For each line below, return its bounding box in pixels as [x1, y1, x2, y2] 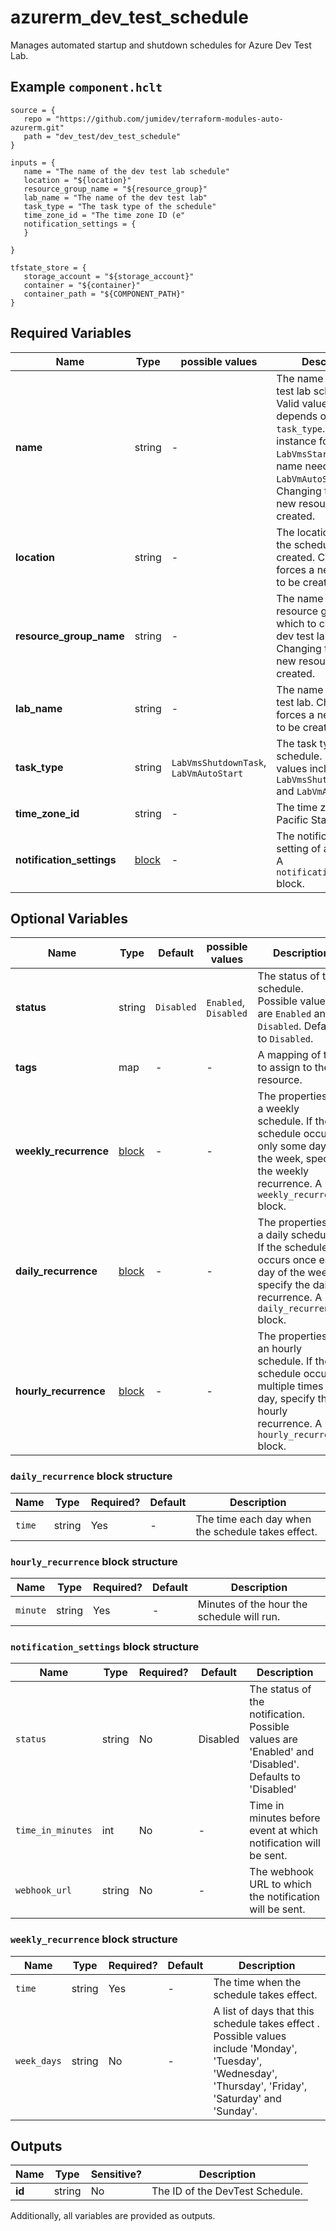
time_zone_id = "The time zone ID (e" [23, 210, 186, 220]
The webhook [249, 1865, 315, 1879]
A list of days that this [213, 2004, 315, 2018]
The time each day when [195, 1512, 312, 1526]
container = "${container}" [23, 280, 141, 290]
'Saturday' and [213, 2091, 282, 2105]
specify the [257, 1278, 311, 1292]
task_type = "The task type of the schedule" [23, 201, 217, 211]
